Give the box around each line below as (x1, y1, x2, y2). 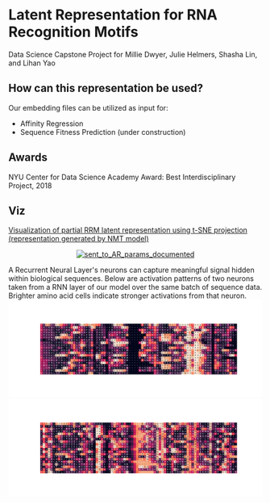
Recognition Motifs (8, 23, 139, 41)
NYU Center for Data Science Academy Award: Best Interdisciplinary (8, 172, 236, 182)
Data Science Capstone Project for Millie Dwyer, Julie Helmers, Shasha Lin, (8, 49, 258, 59)
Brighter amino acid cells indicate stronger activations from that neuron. (8, 291, 247, 300)
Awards (8, 151, 48, 165)
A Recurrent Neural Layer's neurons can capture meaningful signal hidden (8, 265, 255, 275)
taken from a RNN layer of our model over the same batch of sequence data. (8, 283, 263, 292)
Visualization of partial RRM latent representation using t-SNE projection (8, 225, 248, 235)
